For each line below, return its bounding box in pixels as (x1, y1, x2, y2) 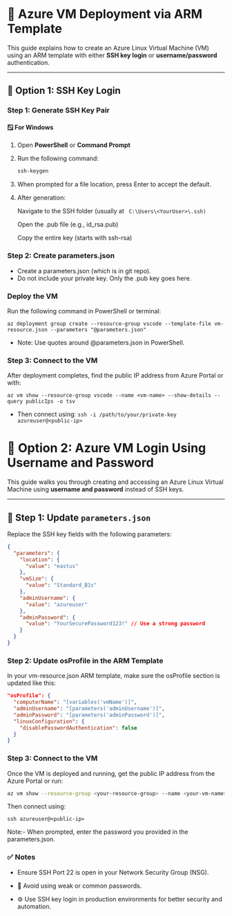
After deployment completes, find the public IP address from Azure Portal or (7, 371, 224, 380)
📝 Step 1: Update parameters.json (7, 511, 151, 523)
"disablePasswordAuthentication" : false (19, 724, 137, 731)
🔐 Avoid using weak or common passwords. (17, 881, 142, 890)
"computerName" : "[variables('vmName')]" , (13, 699, 137, 706)
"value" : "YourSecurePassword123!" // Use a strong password (25, 621, 206, 627)
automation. (17, 902, 52, 910)
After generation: (17, 193, 66, 202)
